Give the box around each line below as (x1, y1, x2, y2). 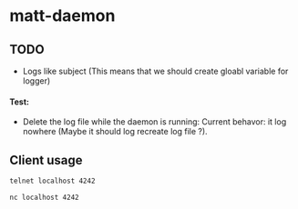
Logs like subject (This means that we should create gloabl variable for (22, 65, 289, 76)
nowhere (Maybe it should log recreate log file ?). (22, 126, 208, 137)
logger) (22, 75, 51, 86)
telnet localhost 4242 (9, 176, 96, 186)
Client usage (9, 152, 83, 168)
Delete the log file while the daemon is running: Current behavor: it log (22, 116, 287, 127)
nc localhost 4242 (9, 193, 79, 202)
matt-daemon (9, 5, 116, 26)
